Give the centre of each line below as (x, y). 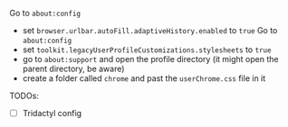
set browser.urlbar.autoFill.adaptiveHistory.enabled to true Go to (150, 30)
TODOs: (24, 95)
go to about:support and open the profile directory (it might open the (150, 59)
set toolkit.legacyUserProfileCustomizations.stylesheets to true (147, 50)
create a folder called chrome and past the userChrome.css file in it (144, 78)
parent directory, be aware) (73, 68)
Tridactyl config (52, 113)
